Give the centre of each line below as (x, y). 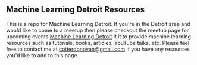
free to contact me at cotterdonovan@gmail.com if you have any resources (98, 49)
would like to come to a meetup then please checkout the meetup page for (98, 30)
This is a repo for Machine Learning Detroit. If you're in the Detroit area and (98, 24)
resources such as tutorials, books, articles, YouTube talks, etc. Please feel (98, 43)
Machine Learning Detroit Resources (76, 10)
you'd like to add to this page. (43, 55)
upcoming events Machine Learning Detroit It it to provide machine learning (99, 36)
